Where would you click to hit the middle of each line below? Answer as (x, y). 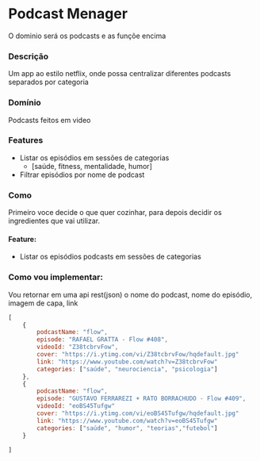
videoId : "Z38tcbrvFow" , (78, 347)
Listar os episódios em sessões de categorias (94, 158)
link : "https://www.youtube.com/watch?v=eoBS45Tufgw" (127, 421)
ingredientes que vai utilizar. (54, 221)
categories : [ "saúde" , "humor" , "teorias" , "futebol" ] (127, 428)
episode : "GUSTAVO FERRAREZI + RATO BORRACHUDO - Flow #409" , (141, 399)
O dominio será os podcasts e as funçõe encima (87, 36)
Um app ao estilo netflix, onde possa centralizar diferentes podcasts (120, 74)
